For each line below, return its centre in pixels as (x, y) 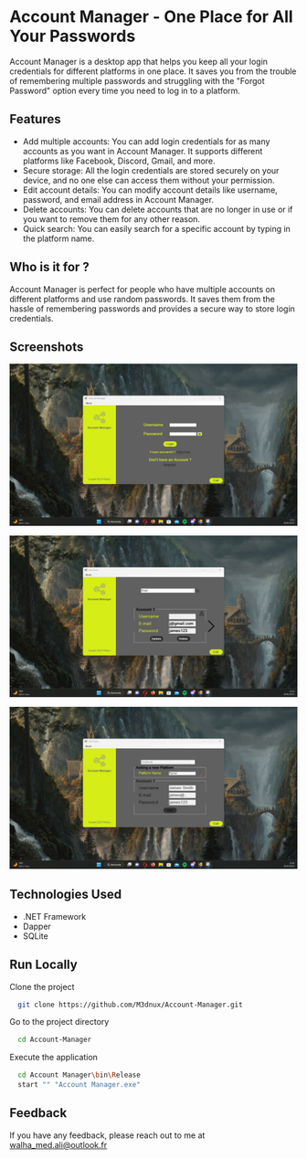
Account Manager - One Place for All (152, 17)
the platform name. (58, 238)
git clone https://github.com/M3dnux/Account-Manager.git (131, 1005)
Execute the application (54, 1058)
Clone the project (42, 986)
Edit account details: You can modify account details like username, (150, 190)
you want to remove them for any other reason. (111, 219)
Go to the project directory (59, 1022)
